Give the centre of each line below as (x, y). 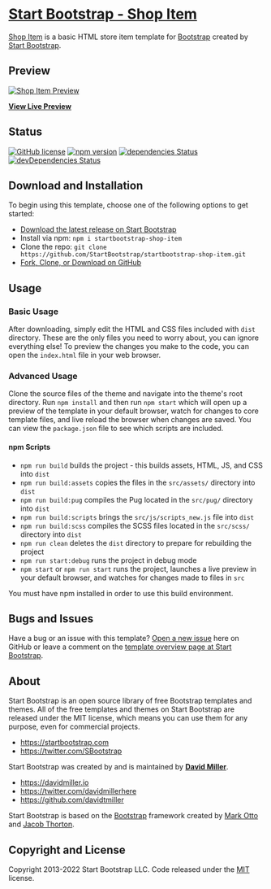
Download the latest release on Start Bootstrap (98, 229)
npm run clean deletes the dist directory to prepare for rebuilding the (136, 543)
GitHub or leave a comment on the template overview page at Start (120, 647)
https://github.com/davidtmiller (72, 800)
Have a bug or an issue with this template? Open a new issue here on (124, 638)
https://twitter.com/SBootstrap (71, 751)
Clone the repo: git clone (63, 247)
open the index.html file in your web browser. (85, 355)
